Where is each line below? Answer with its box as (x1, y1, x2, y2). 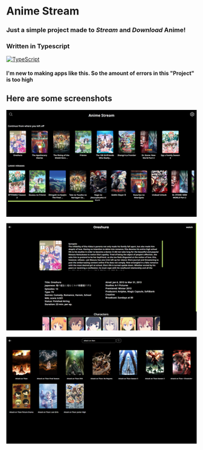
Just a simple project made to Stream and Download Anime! (6, 26, 186, 34)
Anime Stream (6, 4, 80, 18)
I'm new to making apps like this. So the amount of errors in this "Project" (6, 69, 195, 77)
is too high (6, 76, 33, 83)
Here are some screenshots (6, 94, 112, 104)
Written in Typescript (6, 42, 70, 51)
